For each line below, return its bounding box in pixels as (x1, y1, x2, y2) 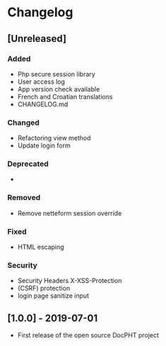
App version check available (17, 84, 100, 93)
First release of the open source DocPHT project (17, 331, 159, 340)
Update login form (17, 141, 71, 150)
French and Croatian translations (17, 92, 113, 101)
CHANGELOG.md (17, 100, 69, 108)
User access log (17, 77, 66, 86)
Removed (7, 193, 41, 203)
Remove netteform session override (17, 208, 122, 217)
